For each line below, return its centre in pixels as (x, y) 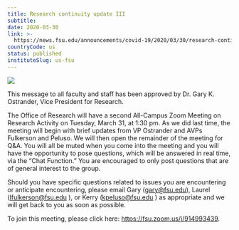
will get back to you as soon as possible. (67, 204)
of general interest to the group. (54, 168)
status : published (34, 54)
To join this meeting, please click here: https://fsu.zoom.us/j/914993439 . (114, 219)
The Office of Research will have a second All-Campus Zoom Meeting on (115, 115)
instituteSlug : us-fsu (41, 61)
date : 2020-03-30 (33, 27)
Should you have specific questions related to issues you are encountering (117, 182)
